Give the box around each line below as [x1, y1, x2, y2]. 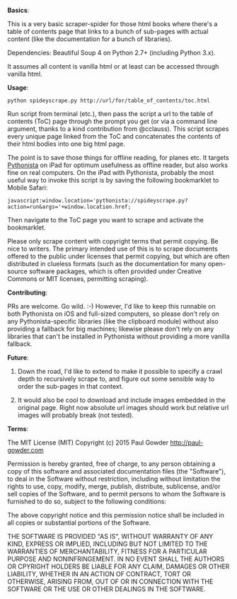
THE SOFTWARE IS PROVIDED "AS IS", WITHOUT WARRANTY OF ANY [7, 532, 214, 540]
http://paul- [169, 438, 204, 447]
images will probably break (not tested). [17, 411, 134, 419]
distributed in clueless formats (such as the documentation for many [7, 260, 207, 268]
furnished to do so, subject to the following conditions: [7, 497, 166, 506]
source [7, 267, 28, 275]
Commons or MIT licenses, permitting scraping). [7, 275, 149, 283]
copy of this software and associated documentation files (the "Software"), [7, 467, 226, 475]
